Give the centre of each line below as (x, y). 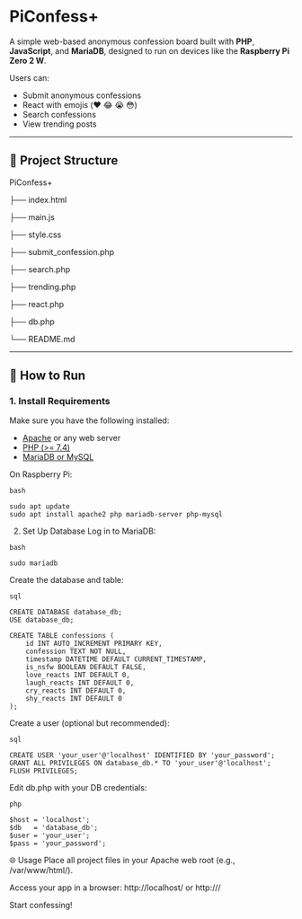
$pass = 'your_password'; (58, 844)
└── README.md (42, 339)
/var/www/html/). (41, 870)
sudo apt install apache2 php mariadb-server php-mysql (116, 515)
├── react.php (37, 304)
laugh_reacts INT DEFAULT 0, (80, 683)
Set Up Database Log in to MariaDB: (89, 531)
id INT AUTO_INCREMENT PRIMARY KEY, (94, 644)
